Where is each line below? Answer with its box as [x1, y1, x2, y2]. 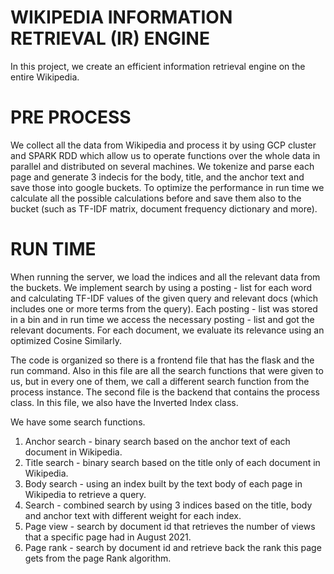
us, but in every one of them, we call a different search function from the [10, 375, 310, 387]
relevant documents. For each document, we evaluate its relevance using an [10, 324, 325, 336]
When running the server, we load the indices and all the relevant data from [10, 271, 321, 283]
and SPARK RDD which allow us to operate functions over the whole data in [10, 149, 321, 161]
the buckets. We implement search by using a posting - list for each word [10, 281, 313, 293]
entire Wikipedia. [10, 71, 80, 83]
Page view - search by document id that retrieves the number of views [24, 520, 316, 532]
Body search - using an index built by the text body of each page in [24, 477, 303, 490]
